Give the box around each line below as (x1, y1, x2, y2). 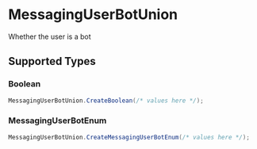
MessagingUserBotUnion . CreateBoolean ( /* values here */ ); (8, 97, 204, 105)
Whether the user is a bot (8, 32, 91, 41)
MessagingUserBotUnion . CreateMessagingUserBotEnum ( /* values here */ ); (8, 133, 250, 141)
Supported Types (8, 55, 97, 68)
